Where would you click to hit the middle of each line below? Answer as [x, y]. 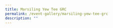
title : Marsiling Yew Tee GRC [36, 9]
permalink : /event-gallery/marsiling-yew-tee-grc [57, 14]
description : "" [22, 18]
